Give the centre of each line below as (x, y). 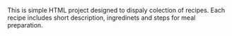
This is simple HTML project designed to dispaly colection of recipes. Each (116, 10)
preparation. (25, 25)
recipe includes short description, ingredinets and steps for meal (101, 18)
